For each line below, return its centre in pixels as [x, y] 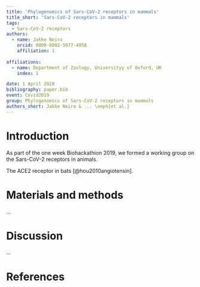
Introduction [38, 136]
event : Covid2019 [28, 95]
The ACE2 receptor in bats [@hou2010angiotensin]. [70, 171]
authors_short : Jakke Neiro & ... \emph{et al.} [68, 106]
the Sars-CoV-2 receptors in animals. [52, 159]
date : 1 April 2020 [31, 84]
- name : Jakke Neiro [37, 40]
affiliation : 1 [36, 51]
